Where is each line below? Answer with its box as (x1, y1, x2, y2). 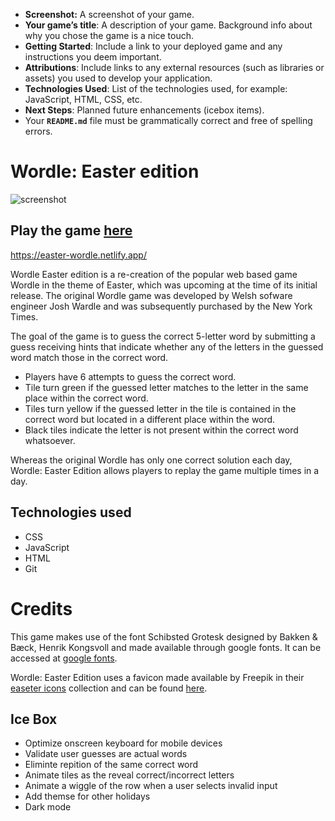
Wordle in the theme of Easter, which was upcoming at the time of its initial (10, 279, 318, 291)
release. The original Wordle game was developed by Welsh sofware (10, 289, 293, 301)
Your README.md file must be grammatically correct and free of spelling (24, 115, 313, 126)
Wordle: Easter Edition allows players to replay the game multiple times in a (10, 464, 320, 476)
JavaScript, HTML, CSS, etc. (24, 94, 143, 105)
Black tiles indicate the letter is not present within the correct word (24, 424, 299, 436)
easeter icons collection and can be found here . (10, 682, 208, 694)
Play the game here (10, 222, 133, 239)
